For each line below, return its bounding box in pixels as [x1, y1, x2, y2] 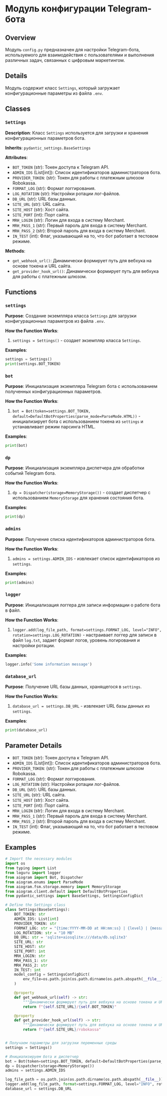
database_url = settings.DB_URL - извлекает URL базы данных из [12, 703, 150, 709]
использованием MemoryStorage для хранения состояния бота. [12, 495, 145, 501]
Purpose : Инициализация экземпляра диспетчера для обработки [5, 465, 145, 471]
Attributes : [5, 154, 28, 160]
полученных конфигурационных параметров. [5, 388, 102, 394]
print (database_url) [5, 728, 48, 732]
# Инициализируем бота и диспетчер [5, 1054, 79, 1059]
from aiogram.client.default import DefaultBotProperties [5, 889, 128, 894]
